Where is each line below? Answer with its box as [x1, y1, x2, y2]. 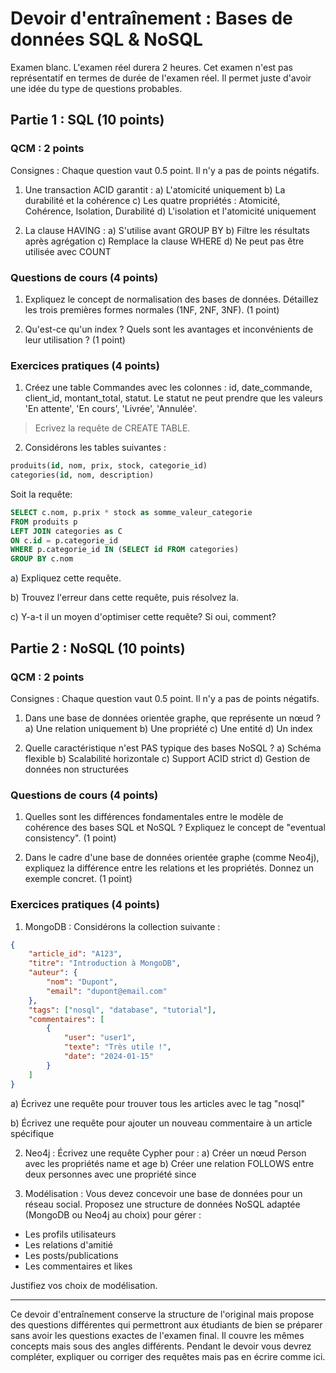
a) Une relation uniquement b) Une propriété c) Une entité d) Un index [24, 722, 313, 734]
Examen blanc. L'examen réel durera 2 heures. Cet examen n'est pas [10, 61, 293, 73]
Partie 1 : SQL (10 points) [10, 112, 165, 129]
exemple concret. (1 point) [24, 873, 133, 885]
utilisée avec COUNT [24, 245, 112, 257]
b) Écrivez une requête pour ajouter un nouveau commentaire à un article [10, 1117, 313, 1129]
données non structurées [24, 763, 129, 775]
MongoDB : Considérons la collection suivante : [24, 920, 221, 932]
